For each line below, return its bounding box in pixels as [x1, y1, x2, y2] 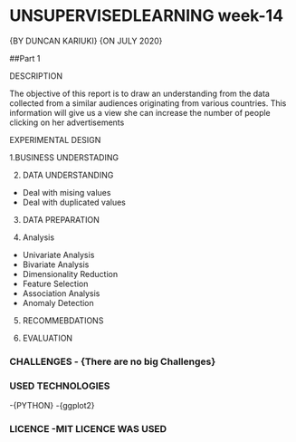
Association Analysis [22, 287, 100, 299]
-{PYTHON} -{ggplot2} [9, 400, 95, 411]
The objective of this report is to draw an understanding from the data [9, 88, 270, 99]
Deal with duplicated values [22, 197, 127, 207]
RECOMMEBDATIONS [22, 314, 104, 326]
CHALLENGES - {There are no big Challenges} [9, 355, 216, 368]
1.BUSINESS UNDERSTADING [9, 151, 119, 163]
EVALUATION [22, 332, 73, 343]
